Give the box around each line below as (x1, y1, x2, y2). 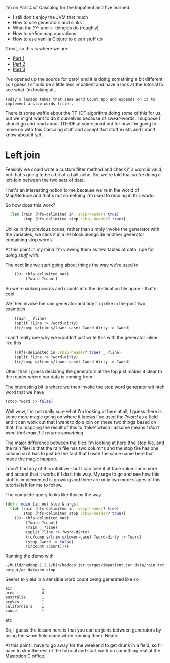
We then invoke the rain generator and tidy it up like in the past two (5, 301, 146, 307)
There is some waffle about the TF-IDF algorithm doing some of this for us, (5, 110, 162, 116)
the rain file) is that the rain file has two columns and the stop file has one (5, 445, 159, 451)
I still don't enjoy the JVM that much (12, 14, 88, 20)
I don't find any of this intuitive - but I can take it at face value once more (5, 465, 157, 471)
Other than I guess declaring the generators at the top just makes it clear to (5, 368, 162, 374)
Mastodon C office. (5, 653, 46, 659)
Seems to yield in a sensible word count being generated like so (5, 576, 139, 582)
